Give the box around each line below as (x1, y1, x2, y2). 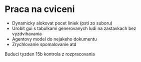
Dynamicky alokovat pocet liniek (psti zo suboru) (11, 20, 113, 26)
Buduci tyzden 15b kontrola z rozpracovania (4, 51, 95, 57)
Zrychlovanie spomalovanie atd (11, 41, 77, 47)
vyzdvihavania (11, 30, 42, 36)
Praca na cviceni (4, 3, 75, 15)
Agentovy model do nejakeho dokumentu (11, 36, 97, 42)
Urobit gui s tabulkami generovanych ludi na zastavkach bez (11, 25, 136, 31)
